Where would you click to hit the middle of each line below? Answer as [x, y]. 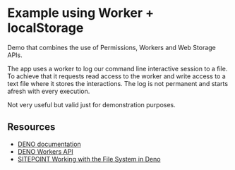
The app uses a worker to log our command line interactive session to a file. [117, 68]
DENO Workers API [45, 151]
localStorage [46, 28]
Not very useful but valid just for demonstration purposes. [92, 104]
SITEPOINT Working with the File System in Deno [89, 159]
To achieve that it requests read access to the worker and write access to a [116, 76]
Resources [31, 127]
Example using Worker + [81, 13]
